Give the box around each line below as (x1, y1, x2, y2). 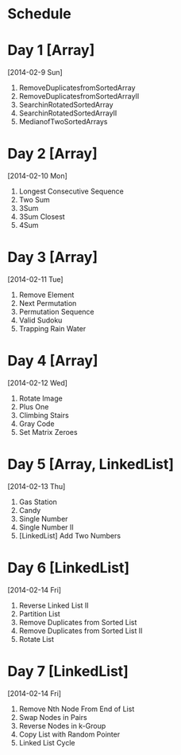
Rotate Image (18, 393, 63, 403)
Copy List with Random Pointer (18, 730, 121, 739)
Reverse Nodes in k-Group (18, 721, 106, 730)
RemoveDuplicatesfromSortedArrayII (18, 92, 140, 101)
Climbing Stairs (18, 410, 69, 420)
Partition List (18, 608, 60, 618)
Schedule (7, 5, 72, 23)
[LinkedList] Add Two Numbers (18, 530, 121, 540)
